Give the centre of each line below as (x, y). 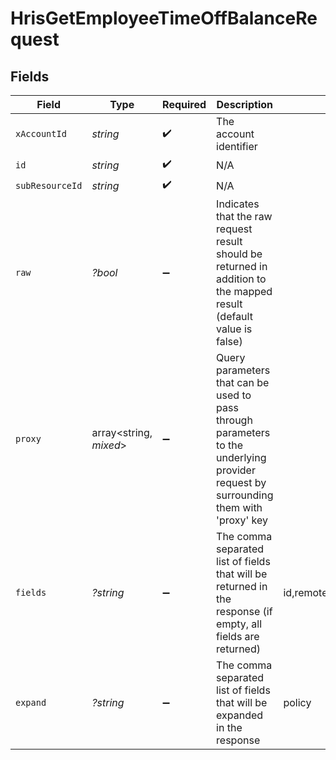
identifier (237, 146)
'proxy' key (242, 520)
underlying (241, 457)
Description (244, 104)
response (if (244, 611)
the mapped (244, 291)
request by (241, 482)
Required (184, 104)
